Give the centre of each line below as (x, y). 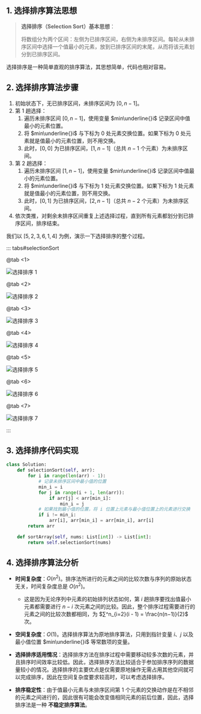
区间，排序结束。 (41, 223)
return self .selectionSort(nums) (70, 542)
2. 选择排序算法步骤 (43, 88)
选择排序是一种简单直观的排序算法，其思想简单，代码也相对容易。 (88, 67)
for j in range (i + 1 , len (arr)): (81, 493)
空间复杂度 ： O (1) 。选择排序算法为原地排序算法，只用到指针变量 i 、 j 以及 (104, 634)
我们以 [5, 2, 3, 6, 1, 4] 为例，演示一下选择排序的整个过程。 (77, 236)
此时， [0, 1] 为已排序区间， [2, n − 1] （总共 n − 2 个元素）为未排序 (104, 200)
